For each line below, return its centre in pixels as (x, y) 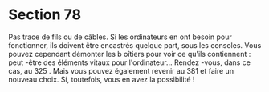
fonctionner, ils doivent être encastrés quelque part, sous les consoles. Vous (135, 45)
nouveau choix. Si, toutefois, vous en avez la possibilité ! (102, 79)
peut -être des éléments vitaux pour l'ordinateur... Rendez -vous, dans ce (130, 62)
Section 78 (45, 15)
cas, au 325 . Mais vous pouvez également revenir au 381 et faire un (121, 70)
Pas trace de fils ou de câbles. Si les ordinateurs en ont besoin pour (120, 37)
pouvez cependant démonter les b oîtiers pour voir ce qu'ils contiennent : (130, 54)
